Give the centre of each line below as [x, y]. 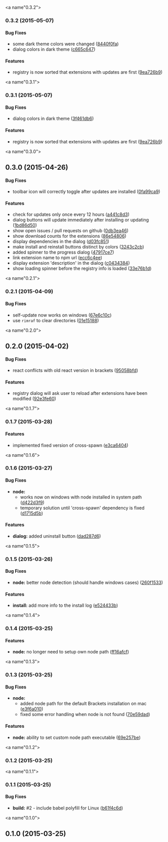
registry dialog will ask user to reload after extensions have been [80, 393]
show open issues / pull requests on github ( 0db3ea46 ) [71, 231]
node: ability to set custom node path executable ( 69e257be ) [76, 737]
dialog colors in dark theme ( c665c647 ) [54, 49]
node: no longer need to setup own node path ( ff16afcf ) [71, 652]
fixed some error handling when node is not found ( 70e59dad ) [85, 714]
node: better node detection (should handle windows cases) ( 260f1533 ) [88, 582]
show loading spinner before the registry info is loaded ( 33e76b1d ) [82, 268]
